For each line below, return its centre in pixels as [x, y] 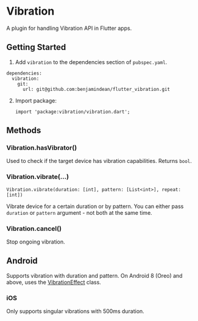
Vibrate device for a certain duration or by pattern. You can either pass [95, 206]
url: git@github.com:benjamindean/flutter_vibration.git [96, 89]
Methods [24, 130]
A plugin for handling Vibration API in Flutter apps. [69, 28]
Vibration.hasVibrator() [42, 148]
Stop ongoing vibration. [36, 242]
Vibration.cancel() [34, 228]
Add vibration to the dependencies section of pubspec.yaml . [91, 62]
